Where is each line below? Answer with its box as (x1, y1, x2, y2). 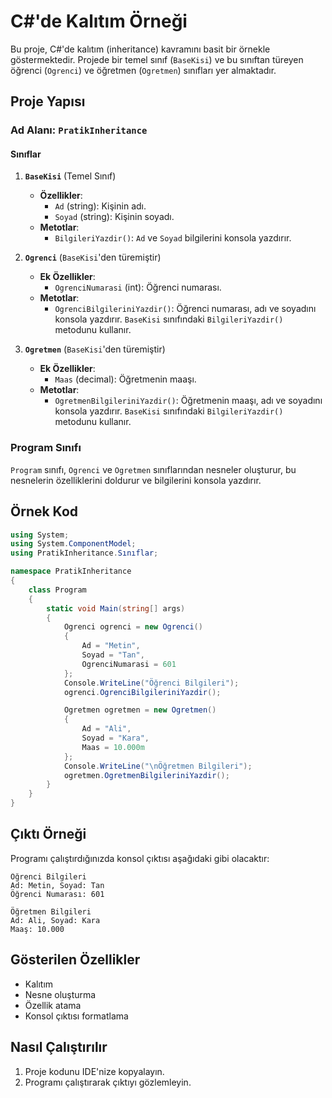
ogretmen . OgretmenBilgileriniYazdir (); (63, 770, 230, 780)
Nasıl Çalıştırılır (10, 1039, 108, 1056)
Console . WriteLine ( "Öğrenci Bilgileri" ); (63, 678, 240, 688)
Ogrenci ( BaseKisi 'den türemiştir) (24, 251, 162, 264)
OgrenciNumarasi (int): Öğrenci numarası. (54, 281, 222, 294)
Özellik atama (24, 999, 82, 1011)
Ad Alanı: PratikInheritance (10, 123, 148, 137)
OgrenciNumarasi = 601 (81, 659, 177, 669)
